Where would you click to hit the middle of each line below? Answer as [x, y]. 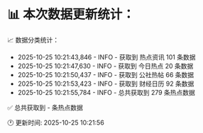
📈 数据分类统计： [33, 40]
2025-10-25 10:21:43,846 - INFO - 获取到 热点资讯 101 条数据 [106, 57]
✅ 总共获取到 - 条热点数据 [45, 108]
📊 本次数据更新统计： [71, 15]
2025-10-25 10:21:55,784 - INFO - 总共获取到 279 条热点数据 [106, 92]
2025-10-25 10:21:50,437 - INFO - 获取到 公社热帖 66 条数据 [106, 74]
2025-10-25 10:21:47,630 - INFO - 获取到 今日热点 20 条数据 [105, 66]
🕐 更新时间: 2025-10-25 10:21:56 [56, 122]
